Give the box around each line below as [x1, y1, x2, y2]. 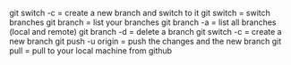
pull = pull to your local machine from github [9, 45, 173, 56]
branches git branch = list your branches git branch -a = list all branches [9, 17, 277, 28]
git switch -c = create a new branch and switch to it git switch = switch [9, 8, 271, 18]
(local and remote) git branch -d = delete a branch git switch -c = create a [9, 27, 282, 37]
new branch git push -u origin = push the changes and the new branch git [9, 36, 282, 46]
